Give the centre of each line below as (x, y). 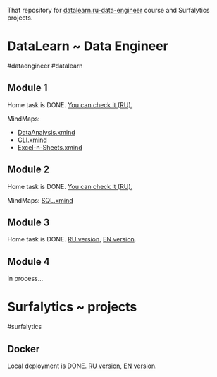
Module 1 (27, 88)
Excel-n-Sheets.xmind (50, 147)
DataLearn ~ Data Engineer (88, 46)
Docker (24, 349)
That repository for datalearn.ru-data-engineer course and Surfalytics (108, 10)
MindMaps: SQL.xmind (41, 200)
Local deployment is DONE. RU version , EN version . (82, 366)
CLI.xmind (32, 140)
